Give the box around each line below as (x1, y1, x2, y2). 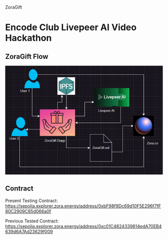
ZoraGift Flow (5, 52, 48, 60)
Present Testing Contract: (5, 197, 58, 203)
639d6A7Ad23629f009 (5, 228, 53, 234)
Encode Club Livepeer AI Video (5, 22, 136, 33)
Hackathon (5, 32, 52, 44)
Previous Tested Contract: (5, 217, 59, 224)
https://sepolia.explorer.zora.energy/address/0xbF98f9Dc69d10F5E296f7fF (5, 202, 161, 209)
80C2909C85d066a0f (5, 208, 51, 214)
